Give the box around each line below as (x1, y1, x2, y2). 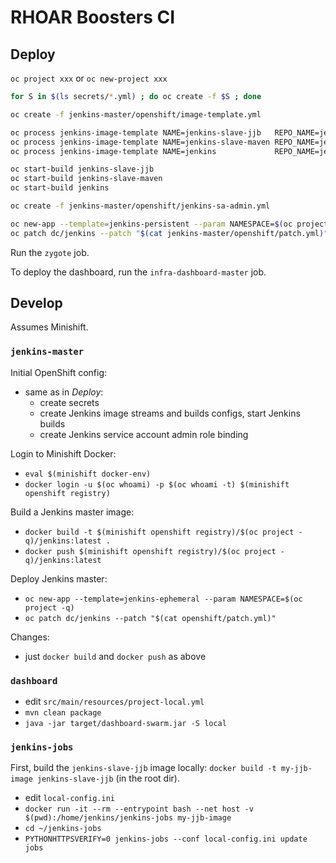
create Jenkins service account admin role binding (39, 428, 249, 440)
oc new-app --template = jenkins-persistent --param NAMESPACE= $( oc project (10, 219, 329, 229)
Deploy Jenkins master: (10, 572, 108, 585)
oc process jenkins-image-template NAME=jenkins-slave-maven (10, 137, 271, 147)
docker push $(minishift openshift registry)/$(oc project (24, 546, 277, 556)
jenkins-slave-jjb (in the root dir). (36, 772, 180, 785)
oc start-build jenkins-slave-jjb (10, 164, 155, 175)
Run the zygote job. (10, 246, 90, 258)
